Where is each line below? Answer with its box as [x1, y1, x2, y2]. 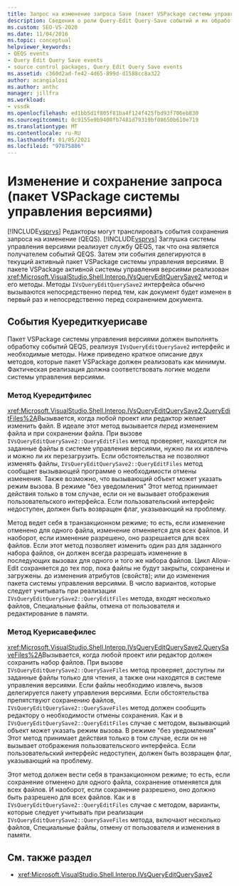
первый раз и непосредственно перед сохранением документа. [7, 295, 204, 304]
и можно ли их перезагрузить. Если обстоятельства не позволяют [7, 452, 210, 460]
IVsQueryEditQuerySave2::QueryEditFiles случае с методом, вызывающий [7, 719, 230, 727]
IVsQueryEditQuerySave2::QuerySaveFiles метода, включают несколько [7, 816, 221, 824]
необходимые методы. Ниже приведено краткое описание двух [7, 349, 203, 358]
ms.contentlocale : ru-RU [7, 130, 81, 137]
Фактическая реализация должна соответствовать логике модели [7, 364, 211, 374]
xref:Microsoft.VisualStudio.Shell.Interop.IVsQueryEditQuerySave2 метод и [7, 273, 228, 281]
